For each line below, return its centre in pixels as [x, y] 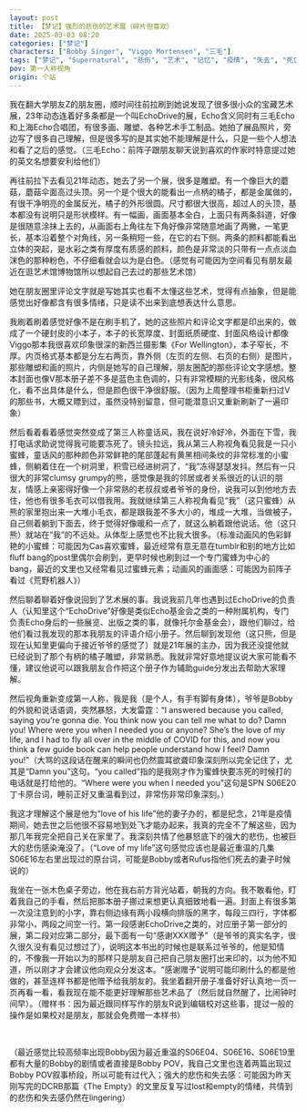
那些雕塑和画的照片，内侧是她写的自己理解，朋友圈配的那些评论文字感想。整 [153, 367]
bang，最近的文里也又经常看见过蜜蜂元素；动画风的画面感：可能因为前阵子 [151, 568]
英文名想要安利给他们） [61, 161]
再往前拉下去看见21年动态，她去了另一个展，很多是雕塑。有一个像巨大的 [145, 180]
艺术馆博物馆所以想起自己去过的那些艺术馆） [117, 271]
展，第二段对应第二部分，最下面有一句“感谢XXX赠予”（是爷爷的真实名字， [149, 935]
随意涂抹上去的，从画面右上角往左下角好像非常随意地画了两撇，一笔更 [157, 226]
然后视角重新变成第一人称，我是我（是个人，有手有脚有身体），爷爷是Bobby [151, 699]
